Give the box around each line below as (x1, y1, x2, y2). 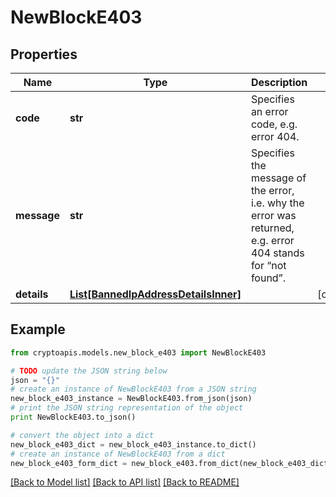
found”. (250, 271, 286, 285)
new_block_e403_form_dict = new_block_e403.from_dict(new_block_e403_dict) (10, 458, 333, 468)
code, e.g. (250, 117, 298, 131)
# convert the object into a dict (10, 430, 155, 440)
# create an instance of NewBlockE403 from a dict (10, 449, 226, 459)
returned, (250, 221, 295, 235)
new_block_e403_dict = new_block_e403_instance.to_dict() (10, 439, 257, 450)
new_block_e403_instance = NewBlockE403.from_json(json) (10, 394, 253, 404)
